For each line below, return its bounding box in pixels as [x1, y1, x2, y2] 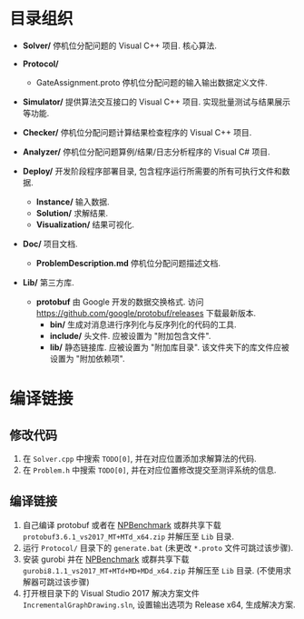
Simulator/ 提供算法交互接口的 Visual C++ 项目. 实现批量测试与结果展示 [22, 96, 290, 107]
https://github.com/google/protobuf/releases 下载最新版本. [35, 307, 257, 318]
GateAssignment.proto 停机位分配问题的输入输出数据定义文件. [35, 76, 268, 87]
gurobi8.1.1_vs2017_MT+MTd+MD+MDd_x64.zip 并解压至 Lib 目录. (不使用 [22, 564, 284, 575]
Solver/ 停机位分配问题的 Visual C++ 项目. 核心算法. [22, 40, 218, 51]
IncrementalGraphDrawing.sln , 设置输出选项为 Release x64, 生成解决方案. [22, 599, 296, 610]
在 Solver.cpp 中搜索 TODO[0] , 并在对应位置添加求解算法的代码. [22, 453, 257, 464]
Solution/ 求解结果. [35, 207, 109, 218]
